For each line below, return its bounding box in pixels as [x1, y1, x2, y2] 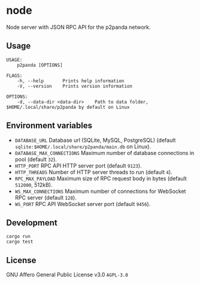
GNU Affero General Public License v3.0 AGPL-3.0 [6, 271, 129, 278]
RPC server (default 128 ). [14, 193, 77, 201]
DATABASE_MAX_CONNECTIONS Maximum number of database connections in [14, 149, 195, 156]
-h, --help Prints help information [17, 78, 125, 84]
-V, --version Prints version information [17, 83, 133, 89]
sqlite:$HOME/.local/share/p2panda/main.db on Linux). [14, 142, 151, 150]
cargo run [6, 234, 31, 240]
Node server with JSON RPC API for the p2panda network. [6, 23, 151, 31]
